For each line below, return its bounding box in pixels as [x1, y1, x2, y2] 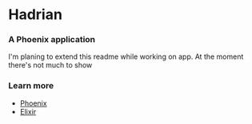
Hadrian [8, 6, 62, 24]
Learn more [8, 80, 54, 91]
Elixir [19, 107, 37, 116]
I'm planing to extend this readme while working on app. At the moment [8, 52, 244, 61]
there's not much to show [8, 60, 93, 70]
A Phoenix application [8, 34, 96, 45]
